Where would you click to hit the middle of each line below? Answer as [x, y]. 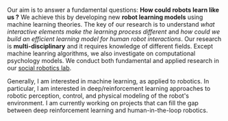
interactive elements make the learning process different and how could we [114, 31]
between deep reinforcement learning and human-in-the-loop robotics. [107, 110]
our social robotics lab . [39, 68]
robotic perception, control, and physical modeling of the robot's [98, 96]
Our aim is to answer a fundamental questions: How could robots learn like [113, 10]
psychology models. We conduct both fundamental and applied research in [113, 60]
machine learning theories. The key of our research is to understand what [111, 24]
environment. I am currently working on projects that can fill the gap [103, 103]
